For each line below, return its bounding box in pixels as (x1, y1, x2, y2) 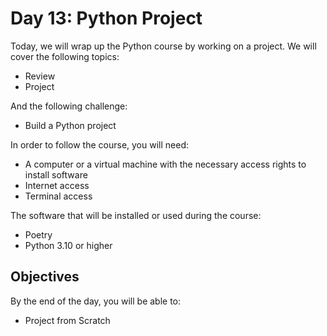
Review (24, 70, 56, 82)
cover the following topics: (10, 50, 120, 62)
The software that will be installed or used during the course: (10, 209, 262, 221)
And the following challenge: (10, 100, 128, 112)
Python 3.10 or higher (24, 239, 113, 251)
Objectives (10, 268, 80, 286)
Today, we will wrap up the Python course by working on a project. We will (10, 40, 317, 52)
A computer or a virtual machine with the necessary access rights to (24, 158, 307, 170)
